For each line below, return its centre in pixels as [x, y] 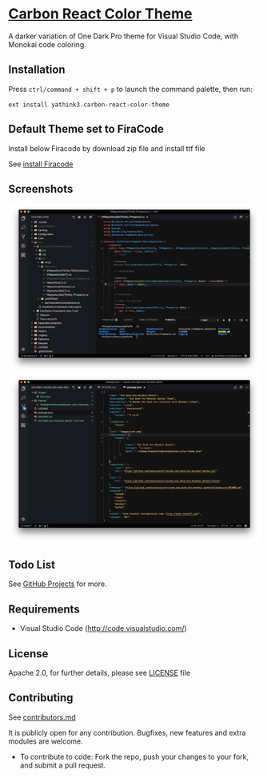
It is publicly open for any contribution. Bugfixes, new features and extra [127, 732]
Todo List [32, 565]
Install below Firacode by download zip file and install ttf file [107, 148]
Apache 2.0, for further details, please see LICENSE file [99, 673]
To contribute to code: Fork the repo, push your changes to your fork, [134, 756]
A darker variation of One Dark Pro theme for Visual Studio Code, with [123, 36]
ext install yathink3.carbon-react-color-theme [89, 105]
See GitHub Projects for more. [58, 584]
